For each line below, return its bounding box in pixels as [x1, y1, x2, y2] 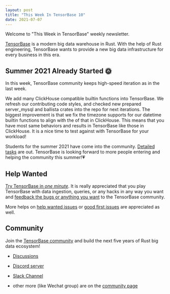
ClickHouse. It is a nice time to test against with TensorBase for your [5, 128, 149, 134]
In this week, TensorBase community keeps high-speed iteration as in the [5, 80, 160, 86]
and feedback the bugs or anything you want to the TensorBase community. [5, 194, 165, 200]
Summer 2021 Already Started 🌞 [5, 66, 112, 75]
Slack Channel [12, 273, 43, 279]
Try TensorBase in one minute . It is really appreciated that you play [5, 183, 146, 189]
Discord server [12, 263, 44, 269]
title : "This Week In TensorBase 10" [5, 12, 86, 17]
